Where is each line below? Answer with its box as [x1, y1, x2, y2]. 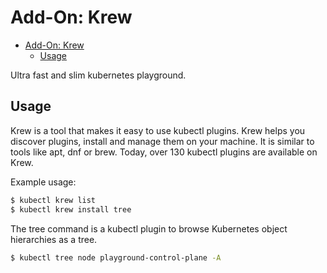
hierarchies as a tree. [10, 233, 98, 245]
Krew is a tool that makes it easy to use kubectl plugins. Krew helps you [10, 124, 306, 136]
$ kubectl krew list [10, 195, 97, 205]
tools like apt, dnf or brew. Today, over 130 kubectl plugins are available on [10, 146, 318, 158]
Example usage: [10, 176, 77, 188]
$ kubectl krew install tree [10, 204, 132, 215]
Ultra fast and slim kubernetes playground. [10, 69, 187, 81]
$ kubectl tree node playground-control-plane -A [10, 252, 222, 263]
